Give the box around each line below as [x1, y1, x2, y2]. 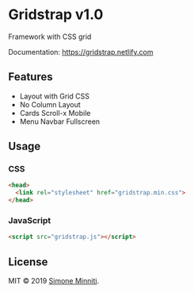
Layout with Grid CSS [19, 91, 89, 101]
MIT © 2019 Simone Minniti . [8, 276, 100, 286]
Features [8, 70, 53, 84]
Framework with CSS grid [8, 32, 92, 41]
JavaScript [8, 214, 51, 226]
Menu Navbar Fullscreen [19, 117, 101, 126]
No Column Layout [19, 99, 81, 109]
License [8, 255, 48, 268]
